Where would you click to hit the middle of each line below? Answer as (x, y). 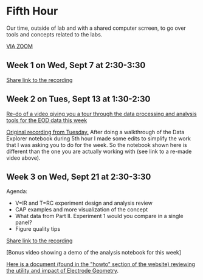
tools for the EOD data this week (47, 120)
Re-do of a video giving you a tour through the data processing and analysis (101, 114)
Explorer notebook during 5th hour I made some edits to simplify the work (99, 138)
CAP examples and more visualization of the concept (81, 210)
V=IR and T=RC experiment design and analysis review (84, 203)
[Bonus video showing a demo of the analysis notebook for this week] (94, 253)
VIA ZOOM (20, 46)
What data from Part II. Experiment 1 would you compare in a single (99, 216)
